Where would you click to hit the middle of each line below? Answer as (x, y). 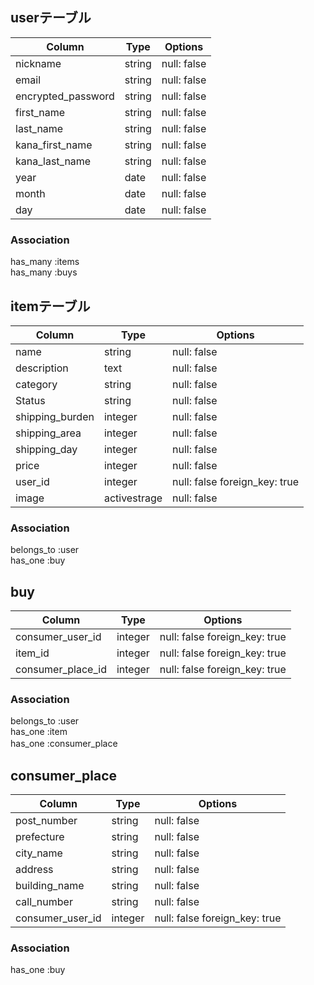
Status (30, 400)
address (34, 870)
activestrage (133, 498)
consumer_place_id (61, 670)
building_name (50, 886)
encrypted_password (65, 96)
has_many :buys (44, 272)
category (36, 384)
